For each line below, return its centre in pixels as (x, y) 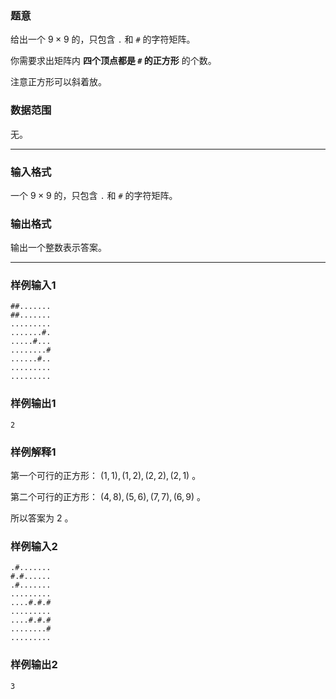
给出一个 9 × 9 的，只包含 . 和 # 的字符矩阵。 (103, 39)
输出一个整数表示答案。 (58, 248)
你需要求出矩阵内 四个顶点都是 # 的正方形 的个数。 (113, 61)
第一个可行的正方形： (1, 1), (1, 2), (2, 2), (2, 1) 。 (106, 476)
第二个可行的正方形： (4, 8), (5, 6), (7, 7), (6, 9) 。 (108, 497)
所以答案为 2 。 (42, 518)
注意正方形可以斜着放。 (58, 82)
